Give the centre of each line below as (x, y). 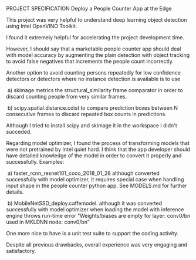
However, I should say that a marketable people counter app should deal (94, 49)
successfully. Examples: (35, 162)
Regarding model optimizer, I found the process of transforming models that (98, 143)
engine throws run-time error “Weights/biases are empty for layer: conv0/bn (98, 216)
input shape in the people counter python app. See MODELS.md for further (97, 185)
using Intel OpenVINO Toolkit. (42, 26)
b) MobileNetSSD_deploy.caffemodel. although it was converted (85, 203)
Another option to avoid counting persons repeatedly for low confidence (93, 72)
